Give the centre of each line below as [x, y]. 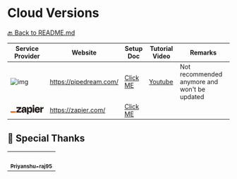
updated [192, 96]
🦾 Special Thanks [46, 138]
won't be [193, 89]
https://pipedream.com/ [84, 81]
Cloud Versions [54, 13]
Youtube [161, 81]
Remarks [203, 52]
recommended [201, 74]
